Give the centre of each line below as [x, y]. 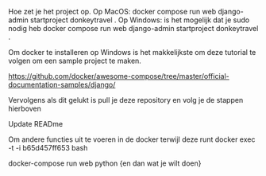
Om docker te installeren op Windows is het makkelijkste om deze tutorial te [132, 52]
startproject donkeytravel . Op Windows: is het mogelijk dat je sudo [140, 20]
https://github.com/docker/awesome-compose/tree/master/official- [119, 76]
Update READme [36, 124]
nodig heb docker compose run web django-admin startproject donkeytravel [133, 28]
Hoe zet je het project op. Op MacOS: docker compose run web [112, 12]
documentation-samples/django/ [62, 84]
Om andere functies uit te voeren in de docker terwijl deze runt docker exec [132, 139]
